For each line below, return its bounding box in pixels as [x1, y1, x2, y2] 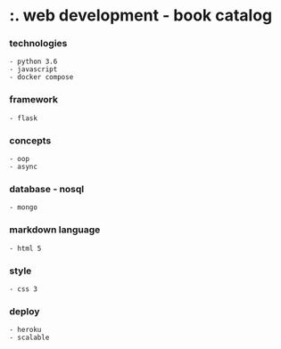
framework [9, 93, 59, 106]
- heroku [9, 326, 42, 335]
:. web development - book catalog [9, 5, 273, 26]
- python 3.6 [9, 57, 58, 67]
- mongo [9, 203, 38, 212]
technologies [9, 37, 68, 50]
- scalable [9, 333, 50, 343]
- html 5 [9, 244, 42, 253]
